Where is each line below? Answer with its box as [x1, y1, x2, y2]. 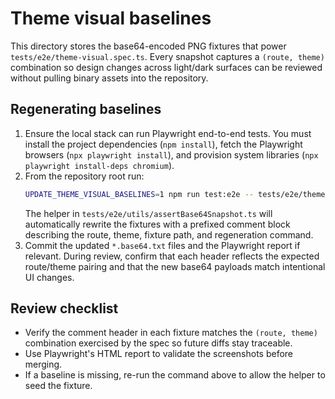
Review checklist [10, 300, 119, 317]
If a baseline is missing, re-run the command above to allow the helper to [24, 369, 326, 381]
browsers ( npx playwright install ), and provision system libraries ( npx [24, 148, 319, 161]
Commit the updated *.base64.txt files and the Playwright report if [24, 239, 301, 251]
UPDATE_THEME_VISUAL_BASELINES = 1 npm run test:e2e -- [24, 189, 254, 199]
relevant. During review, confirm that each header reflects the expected [24, 250, 320, 262]
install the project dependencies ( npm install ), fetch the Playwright [24, 138, 303, 150]
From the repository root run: [24, 170, 145, 182]
